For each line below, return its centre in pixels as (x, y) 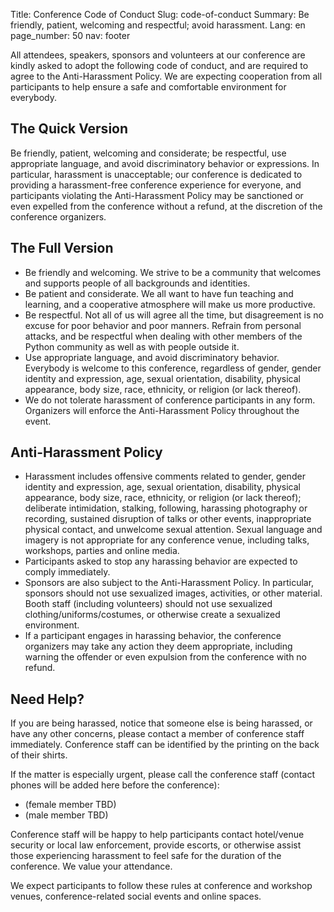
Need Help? (47, 699)
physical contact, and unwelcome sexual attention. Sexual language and (173, 530)
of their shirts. (39, 755)
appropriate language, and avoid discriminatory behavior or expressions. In (165, 163)
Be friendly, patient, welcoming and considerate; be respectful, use (148, 153)
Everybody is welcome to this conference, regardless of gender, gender (173, 368)
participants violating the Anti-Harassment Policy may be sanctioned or (157, 195)
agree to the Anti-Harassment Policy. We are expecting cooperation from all (166, 76)
